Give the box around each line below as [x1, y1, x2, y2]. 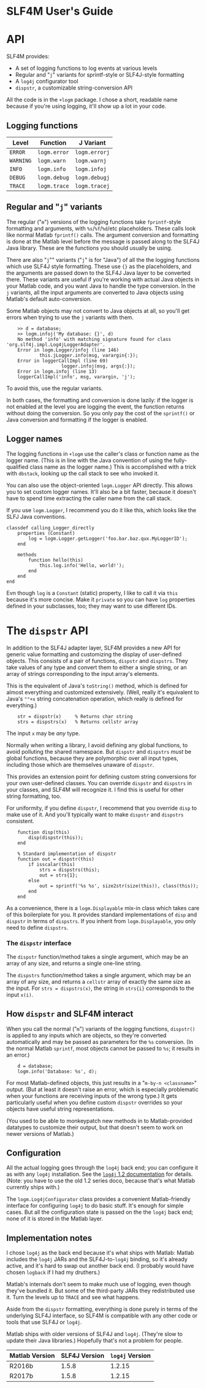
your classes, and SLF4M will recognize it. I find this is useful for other [6, 786, 184, 793]
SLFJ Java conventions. [6, 513, 66, 520]
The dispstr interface [6, 939, 72, 948]
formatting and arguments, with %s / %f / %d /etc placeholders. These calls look [6, 224, 196, 232]
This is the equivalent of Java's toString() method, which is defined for [6, 682, 188, 689]
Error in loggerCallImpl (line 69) [17, 358, 109, 364]
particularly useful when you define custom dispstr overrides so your [6, 1099, 183, 1106]
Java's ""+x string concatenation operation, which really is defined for [6, 695, 183, 702]
